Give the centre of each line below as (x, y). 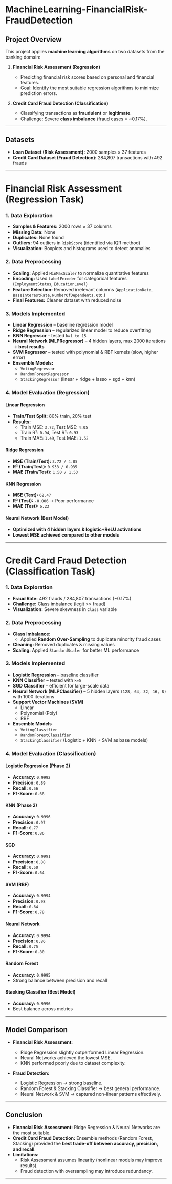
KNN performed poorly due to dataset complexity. (73, 1063)
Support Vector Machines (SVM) (48, 702)
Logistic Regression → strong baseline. (61, 1083)
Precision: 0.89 (29, 782)
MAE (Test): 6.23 (31, 506)
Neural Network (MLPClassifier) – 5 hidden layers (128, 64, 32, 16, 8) (90, 691)
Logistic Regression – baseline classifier (56, 675)
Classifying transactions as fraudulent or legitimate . (76, 113)
